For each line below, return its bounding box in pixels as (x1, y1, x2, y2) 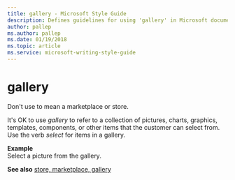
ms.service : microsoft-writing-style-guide (7, 50, 136, 57)
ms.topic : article (7, 43, 61, 50)
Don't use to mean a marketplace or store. (7, 102, 129, 110)
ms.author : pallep (7, 29, 61, 37)
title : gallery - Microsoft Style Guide (7, 10, 127, 17)
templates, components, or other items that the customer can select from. (7, 123, 220, 131)
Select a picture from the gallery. (7, 151, 101, 160)
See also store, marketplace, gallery (7, 165, 112, 173)
